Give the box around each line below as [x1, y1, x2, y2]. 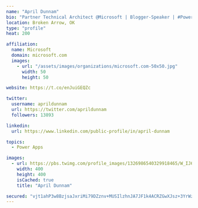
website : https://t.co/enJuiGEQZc [6, 85, 91, 91]
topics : [6, 139, 25, 145]
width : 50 [21, 69, 46, 74]
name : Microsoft [11, 47, 51, 53]
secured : [6, 193, 28, 199]
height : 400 [16, 171, 46, 177]
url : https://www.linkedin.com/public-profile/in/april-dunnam [11, 128, 170, 134]
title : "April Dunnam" [16, 183, 72, 188]
